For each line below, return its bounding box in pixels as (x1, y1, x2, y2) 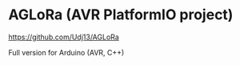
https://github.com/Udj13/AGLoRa (8, 32, 120, 42)
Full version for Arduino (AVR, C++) (8, 47, 125, 57)
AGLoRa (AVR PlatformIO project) (8, 6, 234, 24)
